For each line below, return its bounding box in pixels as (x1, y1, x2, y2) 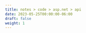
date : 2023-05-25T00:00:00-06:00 (5, 12, 73, 16)
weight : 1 (5, 20, 25, 26)
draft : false (5, 16, 32, 21)
